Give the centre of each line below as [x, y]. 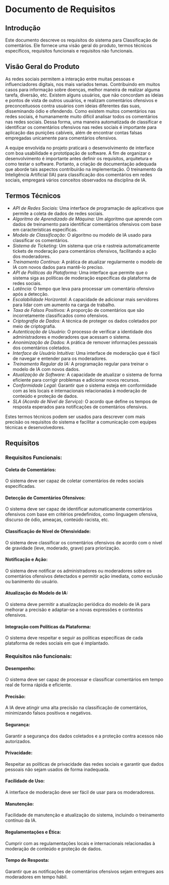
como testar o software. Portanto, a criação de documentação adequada [81, 164]
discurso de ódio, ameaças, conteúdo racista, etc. [57, 520]
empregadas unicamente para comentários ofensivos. [61, 138]
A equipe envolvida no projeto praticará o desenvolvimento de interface [80, 148]
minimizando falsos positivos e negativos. [49, 713]
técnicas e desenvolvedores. [35, 427]
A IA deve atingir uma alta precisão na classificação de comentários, [76, 708]
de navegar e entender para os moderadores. [60, 358]
